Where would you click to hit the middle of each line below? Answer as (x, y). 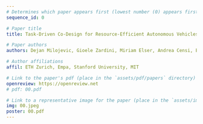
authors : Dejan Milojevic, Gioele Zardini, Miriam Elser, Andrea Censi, (100, 51)
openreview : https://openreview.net (52, 83)
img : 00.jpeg (23, 106)
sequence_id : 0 (25, 18)
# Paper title (24, 28)
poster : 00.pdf (25, 112)
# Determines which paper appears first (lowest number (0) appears (94, 12)
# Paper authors (27, 45)
